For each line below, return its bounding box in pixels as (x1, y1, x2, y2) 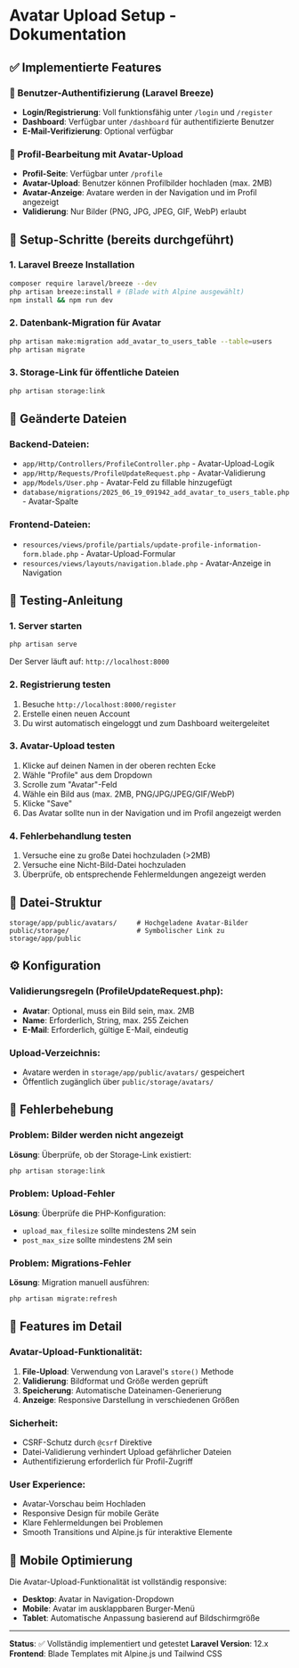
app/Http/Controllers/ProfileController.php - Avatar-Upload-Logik (21, 458, 275, 469)
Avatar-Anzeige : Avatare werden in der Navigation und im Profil (21, 187, 257, 198)
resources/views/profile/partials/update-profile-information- (21, 541, 263, 549)
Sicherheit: (9, 1416, 59, 1429)
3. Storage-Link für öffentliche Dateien (9, 367, 180, 379)
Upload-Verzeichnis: (9, 1046, 101, 1059)
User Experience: (9, 1478, 86, 1490)
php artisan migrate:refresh (9, 1294, 117, 1303)
